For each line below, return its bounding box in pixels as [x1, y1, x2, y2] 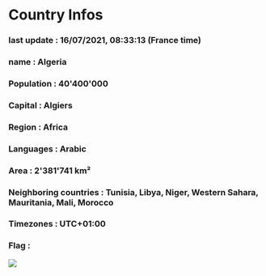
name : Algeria [8, 57, 67, 68]
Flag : [8, 240, 31, 252]
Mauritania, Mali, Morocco [8, 197, 114, 208]
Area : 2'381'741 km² [8, 164, 91, 176]
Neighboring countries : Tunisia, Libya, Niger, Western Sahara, [8, 186, 259, 197]
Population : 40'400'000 [8, 78, 109, 89]
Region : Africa [8, 121, 69, 133]
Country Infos [8, 6, 103, 24]
